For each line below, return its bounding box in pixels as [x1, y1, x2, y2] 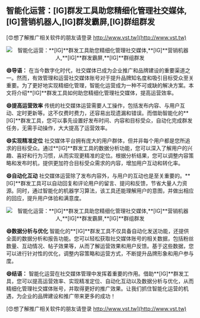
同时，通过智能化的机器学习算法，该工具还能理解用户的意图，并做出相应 [16, 187, 194, 194]
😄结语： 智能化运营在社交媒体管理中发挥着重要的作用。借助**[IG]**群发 [6, 270, 185, 277]
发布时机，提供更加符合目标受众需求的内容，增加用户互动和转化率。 [16, 159, 183, 166]
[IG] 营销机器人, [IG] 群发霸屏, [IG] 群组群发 [6, 17, 155, 27]
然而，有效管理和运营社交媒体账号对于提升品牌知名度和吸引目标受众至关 [16, 74, 194, 81]
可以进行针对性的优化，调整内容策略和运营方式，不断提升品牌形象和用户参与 [6, 250, 194, 257]
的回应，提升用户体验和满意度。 [6, 194, 85, 201]
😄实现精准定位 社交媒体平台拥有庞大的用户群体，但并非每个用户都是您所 [6, 137, 186, 144]
